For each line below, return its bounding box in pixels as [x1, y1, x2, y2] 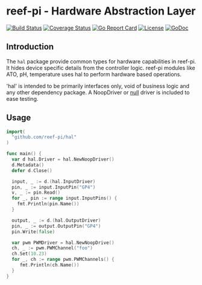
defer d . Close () [11, 167, 52, 173]
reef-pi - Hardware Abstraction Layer [6, 4, 196, 18]
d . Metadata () [11, 162, 45, 168]
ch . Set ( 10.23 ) [11, 251, 47, 257]
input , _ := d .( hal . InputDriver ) [11, 178, 96, 185]
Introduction [6, 42, 54, 52]
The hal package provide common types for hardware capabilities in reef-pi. [6, 57, 197, 65]
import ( [6, 129, 26, 135]
